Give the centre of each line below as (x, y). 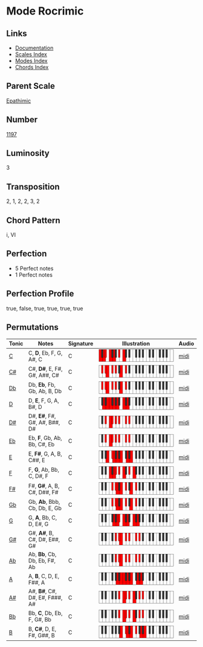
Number (22, 120)
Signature (81, 343)
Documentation (34, 48)
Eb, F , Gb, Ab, (45, 438)
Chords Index (32, 67)
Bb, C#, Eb (41, 444)
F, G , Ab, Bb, (43, 470)
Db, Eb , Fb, (42, 385)
